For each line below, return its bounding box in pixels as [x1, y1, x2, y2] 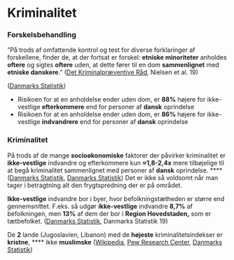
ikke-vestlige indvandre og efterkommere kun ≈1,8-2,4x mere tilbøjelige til [7, 158, 224, 167]
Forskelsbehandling [7, 30, 77, 40]
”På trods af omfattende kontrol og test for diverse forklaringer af [7, 46, 195, 54]
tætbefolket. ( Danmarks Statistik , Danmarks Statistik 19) [7, 217, 168, 225]
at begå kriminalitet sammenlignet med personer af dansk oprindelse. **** [7, 166, 223, 175]
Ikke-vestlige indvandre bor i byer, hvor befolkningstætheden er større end [7, 194, 225, 203]
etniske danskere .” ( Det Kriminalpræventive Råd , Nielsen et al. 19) [7, 68, 198, 76]
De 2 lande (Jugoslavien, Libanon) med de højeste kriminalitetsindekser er [7, 230, 223, 239]
